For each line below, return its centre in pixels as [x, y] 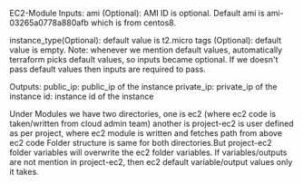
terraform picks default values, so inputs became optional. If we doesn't [144, 59]
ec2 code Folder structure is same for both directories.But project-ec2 [141, 143]
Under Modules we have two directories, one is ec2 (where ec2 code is [143, 114]
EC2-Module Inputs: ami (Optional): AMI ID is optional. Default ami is [137, 13]
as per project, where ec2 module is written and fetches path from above [146, 133]
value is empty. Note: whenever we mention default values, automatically [146, 50]
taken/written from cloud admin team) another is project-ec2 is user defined [152, 123]
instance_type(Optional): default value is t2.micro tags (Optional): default [146, 40]
